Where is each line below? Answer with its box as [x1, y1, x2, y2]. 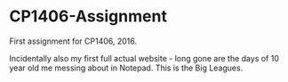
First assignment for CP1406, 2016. [9, 36, 138, 46]
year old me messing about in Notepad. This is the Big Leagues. [9, 62, 244, 73]
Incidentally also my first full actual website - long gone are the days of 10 [9, 53, 280, 63]
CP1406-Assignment [9, 6, 167, 27]
